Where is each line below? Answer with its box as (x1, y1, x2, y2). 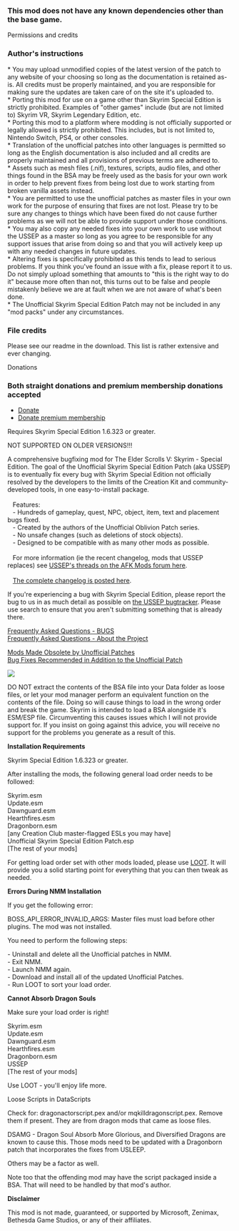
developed (7, 485, 39, 494)
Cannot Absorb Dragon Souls (7, 994, 96, 1003)
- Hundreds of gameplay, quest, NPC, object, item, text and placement (12, 508, 220, 517)
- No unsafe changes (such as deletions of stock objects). (12, 531, 183, 539)
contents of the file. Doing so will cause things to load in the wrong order (7, 698, 221, 706)
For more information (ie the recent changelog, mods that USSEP (12, 554, 203, 562)
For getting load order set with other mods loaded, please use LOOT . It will (7, 858, 226, 867)
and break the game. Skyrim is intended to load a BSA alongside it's (7, 706, 207, 714)
